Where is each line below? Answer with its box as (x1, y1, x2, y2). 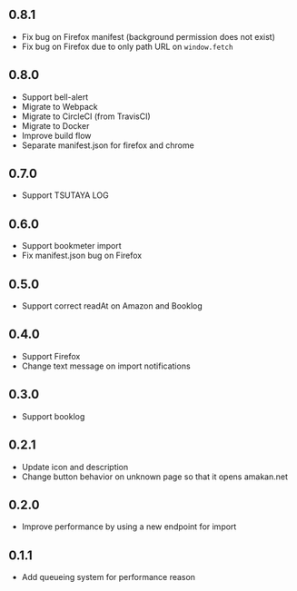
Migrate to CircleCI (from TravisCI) (21, 111, 151, 122)
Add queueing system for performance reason (21, 572, 196, 583)
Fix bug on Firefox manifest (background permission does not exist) (21, 31, 276, 42)
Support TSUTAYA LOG (21, 190, 110, 201)
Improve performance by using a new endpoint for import (21, 521, 237, 532)
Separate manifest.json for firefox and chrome (21, 140, 194, 151)
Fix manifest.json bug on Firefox (21, 250, 143, 261)
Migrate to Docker (21, 120, 90, 131)
